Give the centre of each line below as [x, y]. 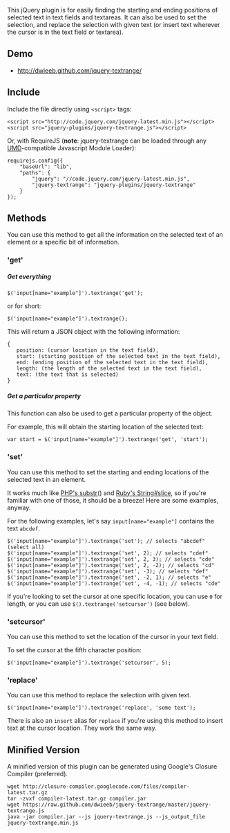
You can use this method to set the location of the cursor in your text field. [113, 636]
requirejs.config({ [35, 161]
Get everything [29, 276]
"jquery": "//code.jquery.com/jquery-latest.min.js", [111, 179]
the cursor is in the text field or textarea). [65, 32]
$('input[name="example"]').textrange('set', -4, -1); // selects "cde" [114, 583]
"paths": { [35, 172]
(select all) [26, 547]
